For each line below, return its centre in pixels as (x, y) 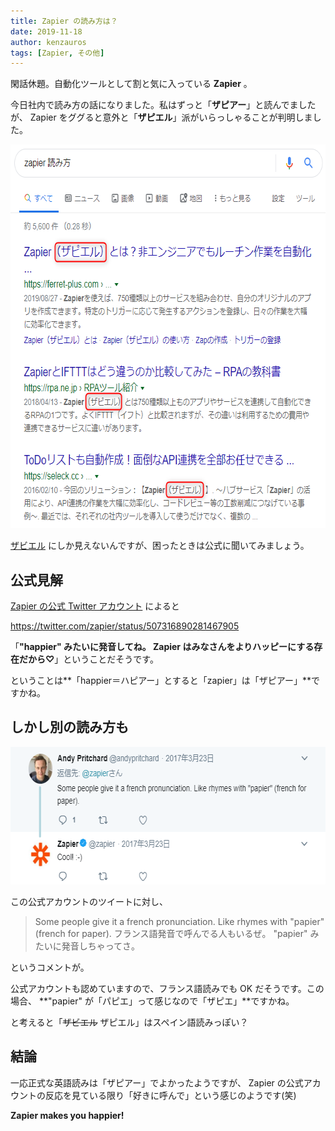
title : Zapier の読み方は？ (64, 21)
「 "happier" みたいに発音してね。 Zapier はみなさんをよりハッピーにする (162, 647)
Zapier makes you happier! (67, 1115)
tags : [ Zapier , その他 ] (57, 53)
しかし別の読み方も (69, 727)
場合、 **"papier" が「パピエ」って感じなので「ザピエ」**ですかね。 (152, 1001)
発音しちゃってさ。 (101, 946)
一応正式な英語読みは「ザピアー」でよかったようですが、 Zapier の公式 (157, 1082)
